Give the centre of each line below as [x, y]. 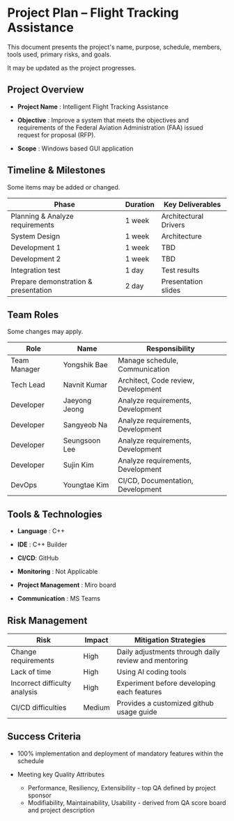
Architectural [182, 216]
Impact [96, 640]
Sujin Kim [78, 465]
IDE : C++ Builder [42, 544]
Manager [25, 369]
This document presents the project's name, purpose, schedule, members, [115, 47]
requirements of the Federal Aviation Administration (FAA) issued [110, 128]
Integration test [36, 270]
